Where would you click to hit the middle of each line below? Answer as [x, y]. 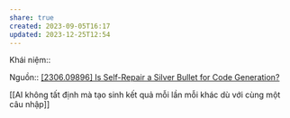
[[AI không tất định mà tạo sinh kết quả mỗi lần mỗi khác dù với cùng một [145, 95]
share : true [32, 18]
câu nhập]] [30, 104]
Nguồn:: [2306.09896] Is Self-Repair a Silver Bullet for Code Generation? [145, 77]
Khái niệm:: [30, 60]
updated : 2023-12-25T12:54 [60, 34]
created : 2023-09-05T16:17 [60, 26]
